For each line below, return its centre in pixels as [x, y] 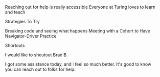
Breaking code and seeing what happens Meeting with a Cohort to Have [78, 31]
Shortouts [15, 45]
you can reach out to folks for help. [40, 69]
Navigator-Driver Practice [31, 36]
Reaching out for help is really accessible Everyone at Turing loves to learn [80, 7]
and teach [15, 12]
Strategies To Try [23, 22]
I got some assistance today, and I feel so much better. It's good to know [78, 64]
